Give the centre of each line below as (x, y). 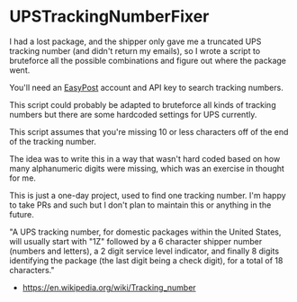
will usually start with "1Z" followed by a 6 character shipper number (136, 241)
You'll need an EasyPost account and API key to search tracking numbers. (146, 87)
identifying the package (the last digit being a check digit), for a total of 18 (146, 260)
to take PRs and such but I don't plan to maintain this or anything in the (140, 205)
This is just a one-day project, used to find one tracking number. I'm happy (148, 195)
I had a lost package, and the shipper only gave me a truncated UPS (135, 41)
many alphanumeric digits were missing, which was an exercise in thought (147, 168)
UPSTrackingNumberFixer (109, 17)
